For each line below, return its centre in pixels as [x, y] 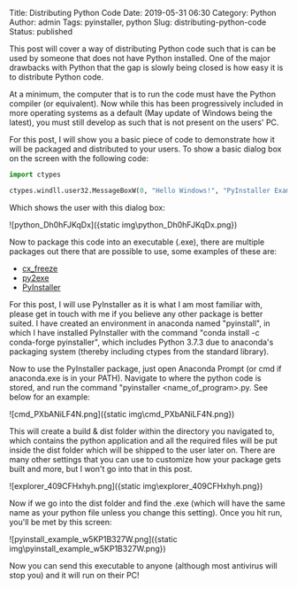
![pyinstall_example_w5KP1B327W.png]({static [94, 539]
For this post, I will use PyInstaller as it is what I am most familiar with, [136, 304]
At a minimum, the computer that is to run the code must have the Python [143, 94]
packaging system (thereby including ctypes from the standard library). [139, 351]
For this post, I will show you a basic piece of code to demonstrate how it [142, 139]
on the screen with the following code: [79, 158]
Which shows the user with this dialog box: [87, 207]
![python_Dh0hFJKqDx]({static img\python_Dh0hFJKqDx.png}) [123, 224]
